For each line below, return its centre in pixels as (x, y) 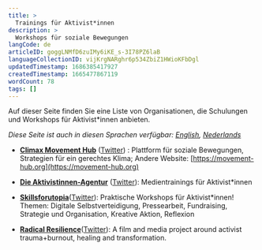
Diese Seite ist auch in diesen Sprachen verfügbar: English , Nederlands (125, 135)
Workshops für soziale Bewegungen (72, 37)
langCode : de (30, 45)
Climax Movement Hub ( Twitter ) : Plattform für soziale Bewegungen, (131, 150)
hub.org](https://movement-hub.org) (79, 167)
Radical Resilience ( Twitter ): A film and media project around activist (131, 229)
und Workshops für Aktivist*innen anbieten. (79, 120)
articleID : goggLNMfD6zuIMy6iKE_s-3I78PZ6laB (84, 52)
